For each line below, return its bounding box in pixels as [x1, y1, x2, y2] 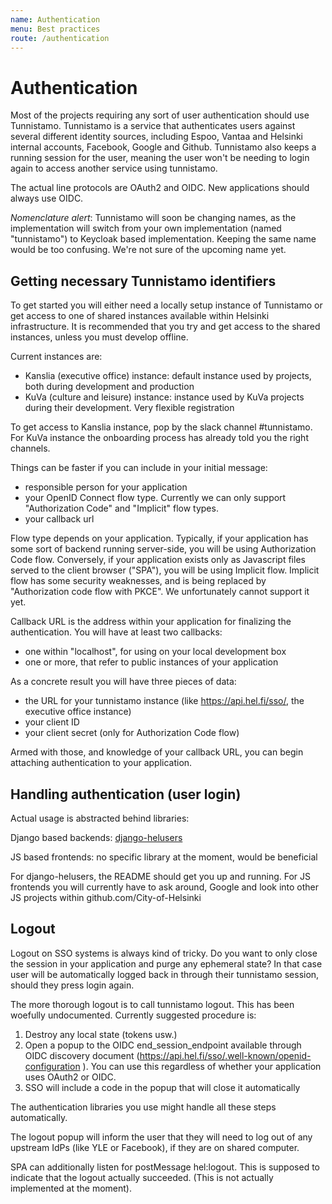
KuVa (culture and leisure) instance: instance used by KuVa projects [24, 391, 305, 403]
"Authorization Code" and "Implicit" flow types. [24, 502, 219, 515]
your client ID [24, 716, 80, 728]
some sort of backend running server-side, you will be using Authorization [10, 543, 317, 555]
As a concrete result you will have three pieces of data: [10, 676, 237, 688]
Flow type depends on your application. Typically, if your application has [10, 532, 309, 545]
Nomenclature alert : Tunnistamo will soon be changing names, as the [10, 212, 297, 224]
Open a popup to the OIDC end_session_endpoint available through [24, 1039, 302, 1051]
